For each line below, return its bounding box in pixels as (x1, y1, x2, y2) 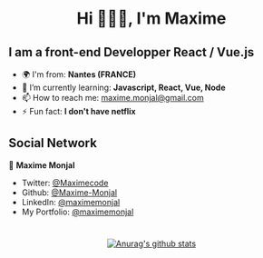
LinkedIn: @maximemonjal (21, 196, 121, 207)
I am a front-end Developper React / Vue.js (8, 45, 255, 60)
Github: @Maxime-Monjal (21, 186, 118, 198)
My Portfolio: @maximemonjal (21, 206, 134, 217)
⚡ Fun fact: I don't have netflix (21, 106, 137, 116)
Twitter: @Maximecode (21, 177, 109, 188)
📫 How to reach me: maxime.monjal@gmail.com (21, 93, 205, 103)
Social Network (8, 135, 97, 151)
